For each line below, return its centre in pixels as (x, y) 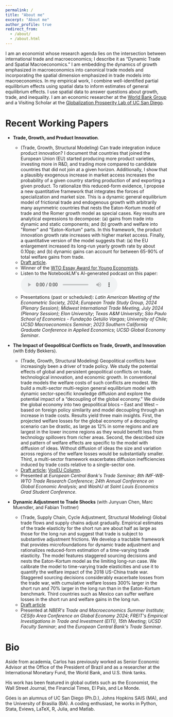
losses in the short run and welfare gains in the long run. (80, 599)
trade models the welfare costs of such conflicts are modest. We (89, 382)
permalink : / (19, 10)
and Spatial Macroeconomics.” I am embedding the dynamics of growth (81, 64)
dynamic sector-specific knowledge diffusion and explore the (85, 393)
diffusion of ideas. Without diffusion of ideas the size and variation (91, 448)
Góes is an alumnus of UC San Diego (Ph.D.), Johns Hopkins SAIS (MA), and (86, 698)
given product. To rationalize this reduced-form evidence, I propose (92, 186)
